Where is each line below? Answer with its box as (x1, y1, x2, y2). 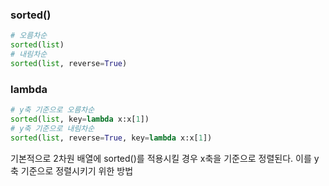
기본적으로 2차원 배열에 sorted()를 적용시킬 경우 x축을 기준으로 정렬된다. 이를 (10, 152, 312, 164)
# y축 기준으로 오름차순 (10, 105, 95, 115)
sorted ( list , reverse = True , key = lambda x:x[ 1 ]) (10, 133, 213, 143)
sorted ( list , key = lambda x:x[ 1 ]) (10, 114, 150, 124)
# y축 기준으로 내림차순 (10, 123, 95, 133)
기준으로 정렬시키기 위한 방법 (20, 164, 134, 177)
